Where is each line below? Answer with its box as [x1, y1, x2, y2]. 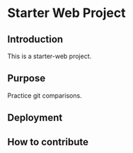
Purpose [7, 72, 46, 84]
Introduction [7, 33, 64, 45]
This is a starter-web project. [7, 52, 92, 60]
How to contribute [7, 136, 89, 148]
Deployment [7, 112, 63, 124]
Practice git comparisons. [7, 91, 83, 100]
